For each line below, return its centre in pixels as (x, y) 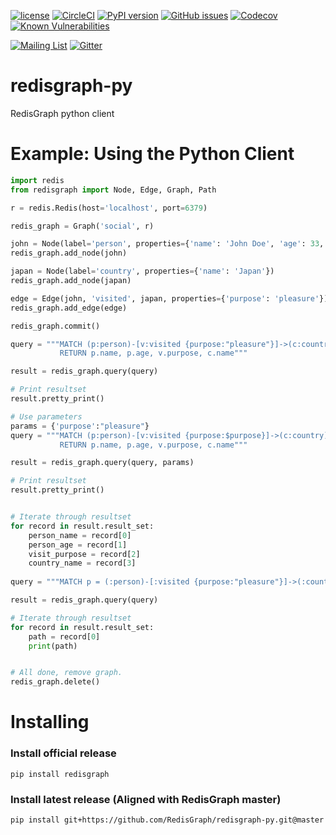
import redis (37, 180)
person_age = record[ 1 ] (78, 545)
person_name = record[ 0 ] (80, 535)
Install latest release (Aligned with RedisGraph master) (146, 799)
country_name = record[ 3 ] (82, 563)
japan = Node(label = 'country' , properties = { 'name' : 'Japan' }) (142, 271)
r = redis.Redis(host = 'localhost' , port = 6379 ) (109, 208)
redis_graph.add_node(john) (69, 253)
